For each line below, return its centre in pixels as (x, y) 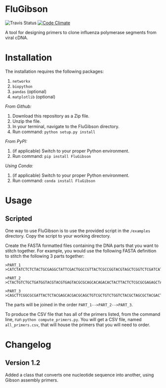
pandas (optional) (29, 91)
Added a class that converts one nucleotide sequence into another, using (80, 375)
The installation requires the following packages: (55, 71)
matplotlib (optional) (34, 97)
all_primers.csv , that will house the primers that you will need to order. (78, 325)
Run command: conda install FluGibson (54, 180)
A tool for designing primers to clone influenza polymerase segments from (81, 32)
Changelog (28, 345)
